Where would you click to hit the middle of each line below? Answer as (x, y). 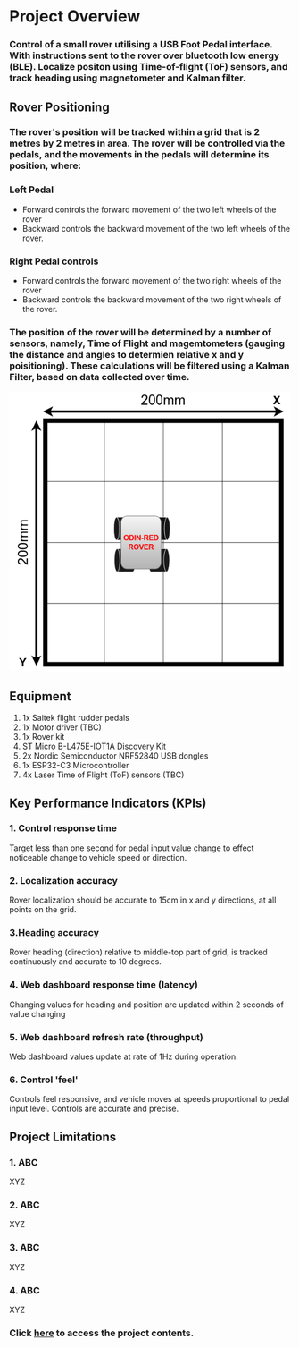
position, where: (46, 165)
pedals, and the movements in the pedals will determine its (139, 155)
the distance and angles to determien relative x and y (126, 354)
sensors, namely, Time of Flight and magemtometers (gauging (147, 343)
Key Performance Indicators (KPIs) (108, 803)
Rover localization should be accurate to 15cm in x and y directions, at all (143, 900)
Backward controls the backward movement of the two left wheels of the (156, 228)
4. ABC (25, 1290)
